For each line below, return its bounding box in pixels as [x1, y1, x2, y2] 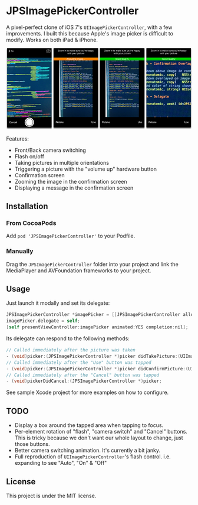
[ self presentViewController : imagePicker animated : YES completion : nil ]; [6, 324, 189, 330]
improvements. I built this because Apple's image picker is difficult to [6, 30, 174, 37]
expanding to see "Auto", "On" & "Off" [14, 460, 107, 467]
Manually [6, 247, 34, 255]
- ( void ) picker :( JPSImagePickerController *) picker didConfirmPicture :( [6, 366, 189, 372]
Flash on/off [14, 152, 44, 160]
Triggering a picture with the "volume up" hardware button [14, 165, 157, 172]
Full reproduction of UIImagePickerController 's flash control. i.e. [14, 453, 171, 460]
